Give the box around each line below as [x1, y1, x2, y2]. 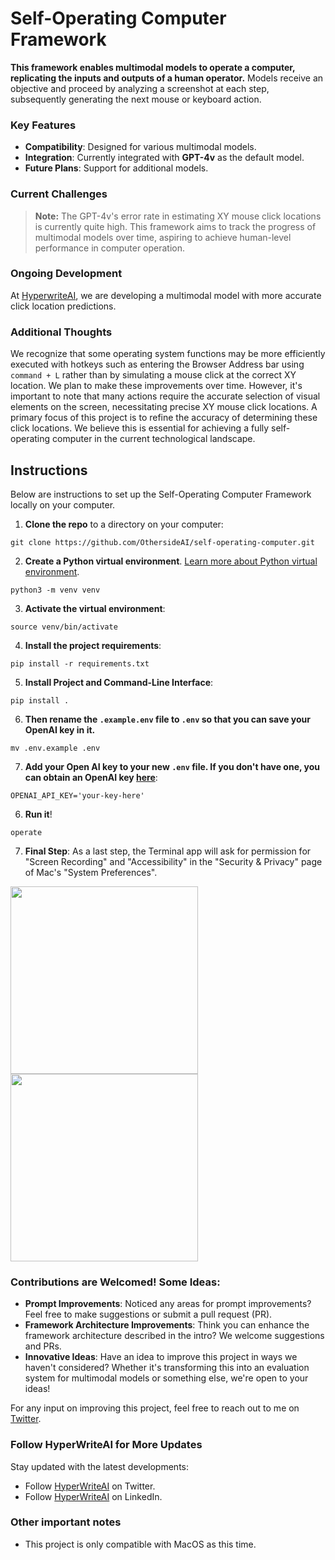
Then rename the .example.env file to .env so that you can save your [24, 713, 311, 725]
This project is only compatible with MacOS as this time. [24, 1538, 257, 1550]
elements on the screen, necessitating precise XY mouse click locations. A [10, 401, 318, 413]
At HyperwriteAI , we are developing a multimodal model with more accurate [10, 289, 322, 301]
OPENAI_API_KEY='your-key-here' [10, 790, 145, 801]
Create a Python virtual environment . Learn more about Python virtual [24, 555, 318, 567]
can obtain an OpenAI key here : [24, 771, 158, 783]
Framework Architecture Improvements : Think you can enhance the [24, 1319, 310, 1331]
